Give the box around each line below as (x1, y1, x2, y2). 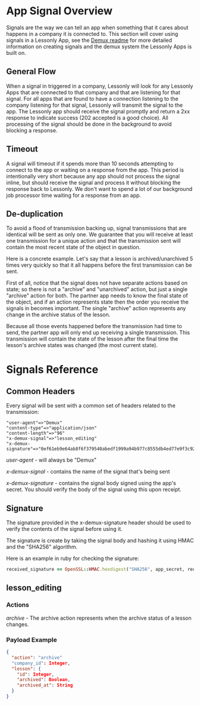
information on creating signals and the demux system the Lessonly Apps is (6, 43, 192, 50)
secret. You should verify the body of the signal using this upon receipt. (6, 486, 182, 493)
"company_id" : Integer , (11, 660, 70, 666)
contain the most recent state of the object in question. (6, 243, 141, 251)
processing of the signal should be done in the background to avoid (6, 120, 172, 128)
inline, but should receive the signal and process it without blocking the (6, 179, 181, 186)
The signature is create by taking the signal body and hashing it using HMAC (6, 537, 194, 544)
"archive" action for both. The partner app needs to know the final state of (6, 292, 189, 299)
